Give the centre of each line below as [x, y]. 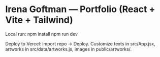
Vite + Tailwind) [39, 20]
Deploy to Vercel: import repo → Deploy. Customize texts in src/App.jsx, [81, 43]
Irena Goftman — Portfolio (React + [80, 9]
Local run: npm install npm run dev [41, 34]
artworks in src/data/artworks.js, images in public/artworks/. [69, 49]
